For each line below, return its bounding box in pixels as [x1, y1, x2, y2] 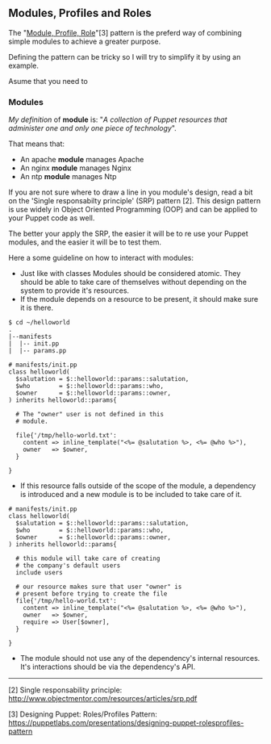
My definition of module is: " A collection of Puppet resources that [8, 115, 227, 124]
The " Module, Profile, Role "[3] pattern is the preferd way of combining [8, 27, 242, 37]
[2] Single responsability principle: [8, 685, 123, 695]
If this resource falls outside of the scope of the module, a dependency [19, 481, 256, 491]
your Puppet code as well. [8, 213, 95, 223]
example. [8, 61, 39, 70]
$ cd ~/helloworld [8, 319, 70, 327]
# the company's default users [15, 562, 121, 570]
